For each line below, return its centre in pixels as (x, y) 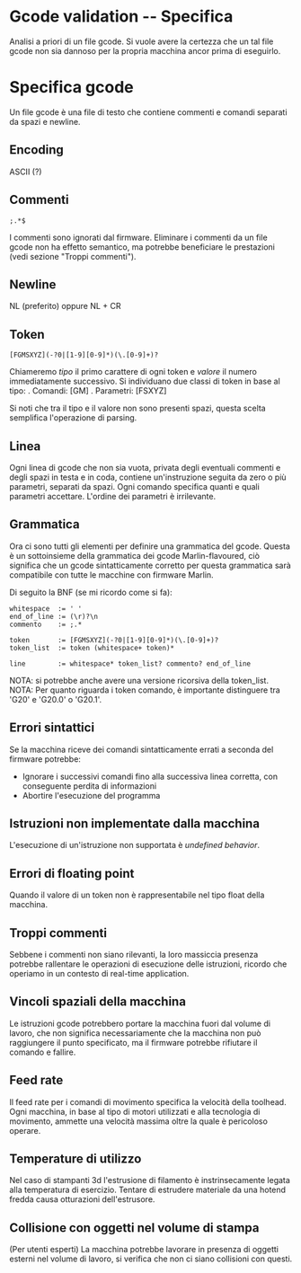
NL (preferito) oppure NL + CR (65, 306)
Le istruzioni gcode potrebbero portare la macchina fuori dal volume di (140, 1023)
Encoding (37, 150)
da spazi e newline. (45, 121)
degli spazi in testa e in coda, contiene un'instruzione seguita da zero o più (148, 477)
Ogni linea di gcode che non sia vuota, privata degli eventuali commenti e (145, 467)
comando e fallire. (43, 1052)
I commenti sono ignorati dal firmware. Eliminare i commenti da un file (138, 237)
